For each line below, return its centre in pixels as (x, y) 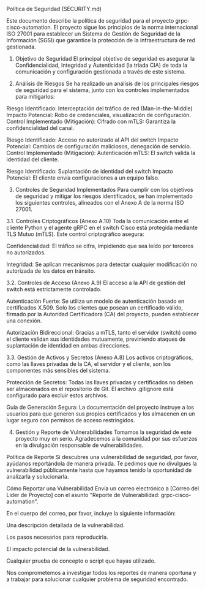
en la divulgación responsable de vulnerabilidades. (79, 445)
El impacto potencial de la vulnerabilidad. (58, 549)
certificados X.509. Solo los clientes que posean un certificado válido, (95, 308)
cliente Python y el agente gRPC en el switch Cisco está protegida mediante (102, 227)
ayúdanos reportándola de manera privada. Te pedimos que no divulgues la (102, 463)
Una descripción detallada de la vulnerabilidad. (65, 525)
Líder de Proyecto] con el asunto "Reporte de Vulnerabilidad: (83, 495)
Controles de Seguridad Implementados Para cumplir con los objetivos (104, 190)
